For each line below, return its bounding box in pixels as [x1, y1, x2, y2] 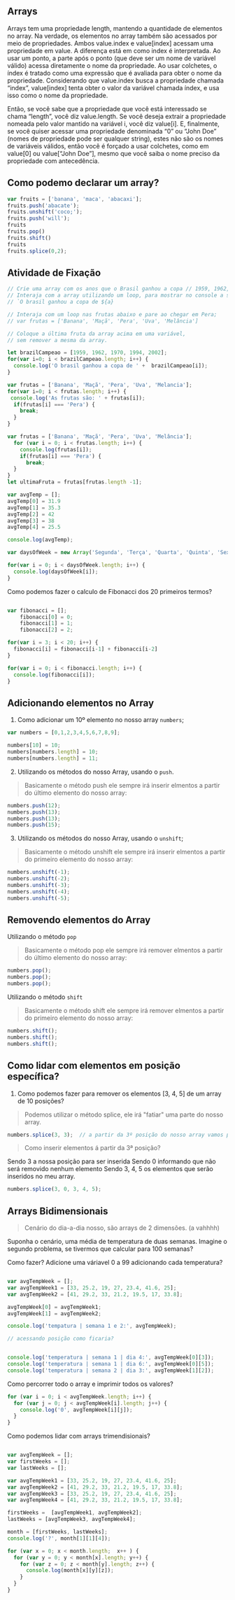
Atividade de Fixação [7, 267, 101, 278]
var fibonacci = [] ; [7, 607, 68, 614]
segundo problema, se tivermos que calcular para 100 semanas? [7, 1245, 194, 1253]
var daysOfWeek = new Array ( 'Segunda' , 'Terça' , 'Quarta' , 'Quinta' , [7, 549, 215, 556]
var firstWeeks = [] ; [7, 1458, 71, 1465]
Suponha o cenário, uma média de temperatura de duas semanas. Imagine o [7, 1238, 227, 1246]
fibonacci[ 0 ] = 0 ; [20, 614, 73, 621]
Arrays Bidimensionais [7, 1205, 108, 1217]
